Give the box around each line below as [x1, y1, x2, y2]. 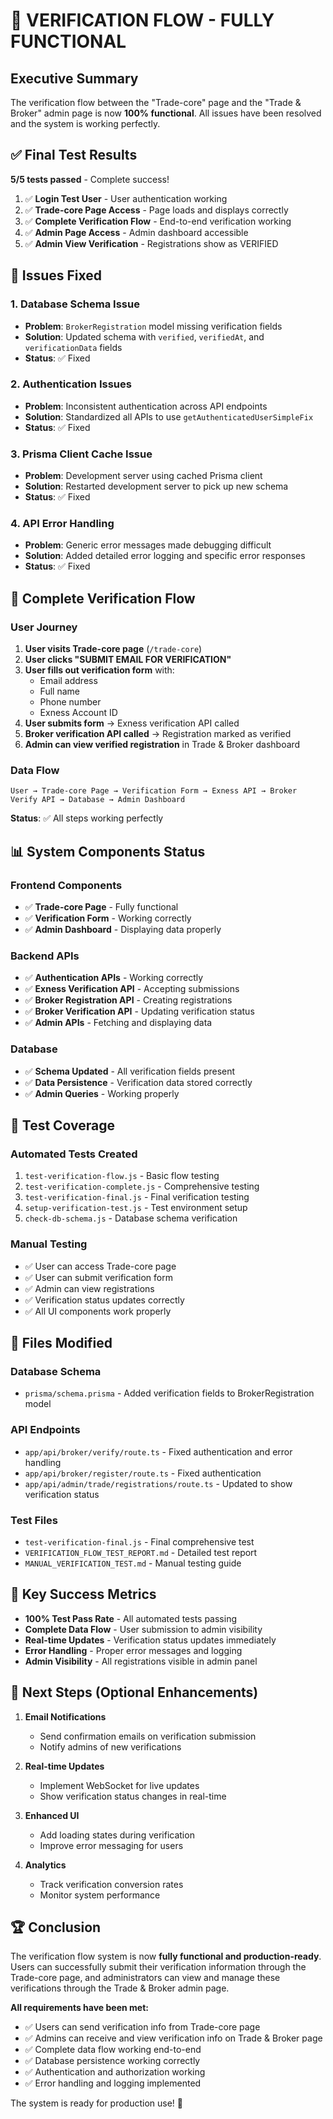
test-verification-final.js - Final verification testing [24, 1191, 250, 1203]
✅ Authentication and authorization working [24, 2066, 206, 2078]
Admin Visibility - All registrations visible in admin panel [24, 1655, 258, 1667]
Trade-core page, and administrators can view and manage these [10, 1972, 281, 1984]
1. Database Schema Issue [10, 297, 140, 311]
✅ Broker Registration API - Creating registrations [24, 994, 233, 1006]
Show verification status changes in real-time [39, 1790, 227, 1802]
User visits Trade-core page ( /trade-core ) [24, 643, 203, 655]
